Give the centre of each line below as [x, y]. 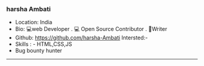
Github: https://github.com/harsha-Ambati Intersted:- [81, 38]
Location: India [34, 22]
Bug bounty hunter [39, 51]
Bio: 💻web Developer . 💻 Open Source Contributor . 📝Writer [91, 29]
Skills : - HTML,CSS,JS [43, 44]
